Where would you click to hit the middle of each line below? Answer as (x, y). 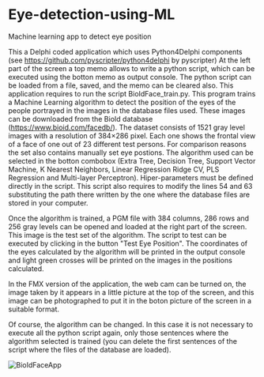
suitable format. (34, 309)
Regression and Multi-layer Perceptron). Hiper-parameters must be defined (131, 177)
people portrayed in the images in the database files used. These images (127, 110)
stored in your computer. (48, 202)
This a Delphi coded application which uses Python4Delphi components (125, 51)
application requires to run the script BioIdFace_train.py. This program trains (132, 93)
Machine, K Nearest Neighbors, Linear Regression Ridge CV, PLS (114, 169)
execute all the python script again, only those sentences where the (119, 333)
